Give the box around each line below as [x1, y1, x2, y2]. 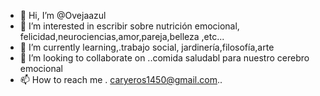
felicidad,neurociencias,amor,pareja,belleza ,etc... [19, 31, 225, 42]
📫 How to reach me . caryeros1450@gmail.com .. [19, 74, 223, 85]
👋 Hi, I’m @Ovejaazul [19, 10, 107, 21]
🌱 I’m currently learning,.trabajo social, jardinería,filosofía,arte [19, 41, 275, 53]
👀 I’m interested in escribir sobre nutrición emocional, [19, 20, 240, 32]
